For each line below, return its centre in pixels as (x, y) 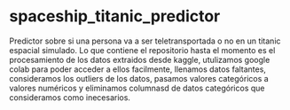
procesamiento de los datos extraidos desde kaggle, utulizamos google (140, 59)
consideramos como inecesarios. (70, 97)
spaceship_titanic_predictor (115, 16)
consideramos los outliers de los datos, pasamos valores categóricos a (139, 78)
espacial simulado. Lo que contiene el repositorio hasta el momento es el (142, 50)
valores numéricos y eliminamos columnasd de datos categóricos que (137, 88)
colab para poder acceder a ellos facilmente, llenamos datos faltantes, (137, 69)
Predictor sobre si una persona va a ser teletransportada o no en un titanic (145, 41)
